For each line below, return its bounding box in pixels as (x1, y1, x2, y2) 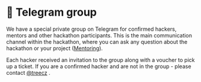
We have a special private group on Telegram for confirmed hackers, (6, 25, 177, 33)
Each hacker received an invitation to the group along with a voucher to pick (6, 56, 196, 63)
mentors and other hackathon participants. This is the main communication (6, 31, 193, 39)
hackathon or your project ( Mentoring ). (6, 45, 104, 52)
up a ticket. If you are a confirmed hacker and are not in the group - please (6, 63, 191, 70)
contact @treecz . (6, 69, 51, 76)
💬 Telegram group (6, 5, 97, 19)
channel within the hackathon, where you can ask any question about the (6, 38, 188, 45)
